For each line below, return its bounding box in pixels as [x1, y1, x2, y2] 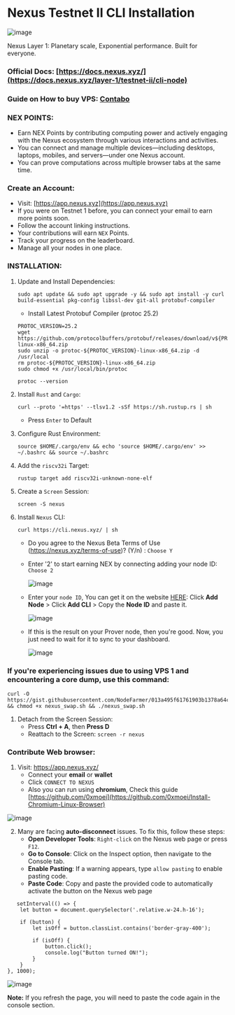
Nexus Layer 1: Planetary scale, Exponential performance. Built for [7, 41, 198, 50]
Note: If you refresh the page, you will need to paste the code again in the [7, 993, 220, 1002]
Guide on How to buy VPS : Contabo [7, 94, 130, 104]
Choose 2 [27, 567, 54, 574]
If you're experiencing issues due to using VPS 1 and [7, 666, 189, 676]
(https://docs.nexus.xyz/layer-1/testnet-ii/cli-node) [7, 75, 187, 85]
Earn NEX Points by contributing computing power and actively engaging [17, 129, 228, 137]
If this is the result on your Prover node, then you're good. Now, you [27, 627, 224, 636]
